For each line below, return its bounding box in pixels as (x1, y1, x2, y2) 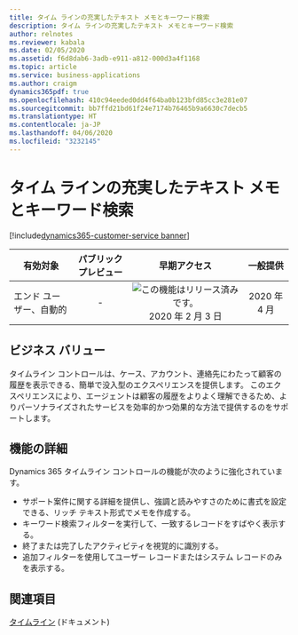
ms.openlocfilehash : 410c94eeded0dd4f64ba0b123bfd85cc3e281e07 (9, 95, 248, 105)
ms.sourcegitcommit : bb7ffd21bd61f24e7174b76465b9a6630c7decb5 (9, 104, 248, 113)
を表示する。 (21, 563, 69, 574)
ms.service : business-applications (9, 71, 141, 80)
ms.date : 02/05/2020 (9, 46, 86, 55)
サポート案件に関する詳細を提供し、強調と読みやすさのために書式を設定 (21, 496, 286, 507)
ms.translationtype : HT (9, 112, 98, 121)
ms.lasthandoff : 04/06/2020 (9, 129, 114, 138)
